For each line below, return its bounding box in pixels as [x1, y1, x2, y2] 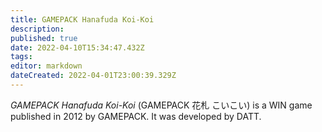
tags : [10, 52, 33, 62]
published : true [10, 33, 78, 43]
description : [10, 24, 65, 34]
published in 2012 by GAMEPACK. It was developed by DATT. [10, 110, 262, 122]
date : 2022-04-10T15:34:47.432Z [10, 42, 145, 53]
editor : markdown [10, 61, 83, 71]
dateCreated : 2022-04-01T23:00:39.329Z [10, 71, 177, 81]
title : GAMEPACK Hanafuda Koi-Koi [10, 14, 155, 25]
